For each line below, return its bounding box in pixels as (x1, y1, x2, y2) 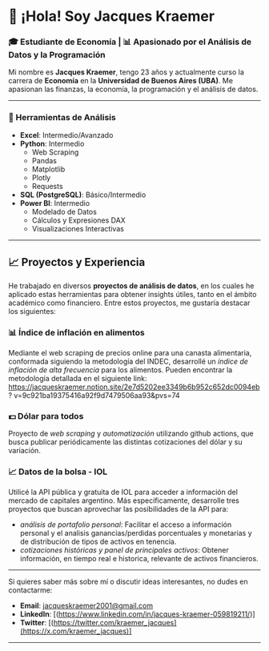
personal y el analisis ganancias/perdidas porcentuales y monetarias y (19, 528, 252, 538)
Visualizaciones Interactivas (31, 223, 124, 233)
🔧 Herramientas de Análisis (8, 112, 116, 123)
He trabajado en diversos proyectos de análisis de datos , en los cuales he (8, 280, 255, 291)
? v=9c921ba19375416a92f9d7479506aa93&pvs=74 (8, 390, 180, 400)
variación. (8, 446, 42, 456)
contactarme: (8, 585, 53, 595)
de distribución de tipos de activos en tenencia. (19, 536, 177, 547)
